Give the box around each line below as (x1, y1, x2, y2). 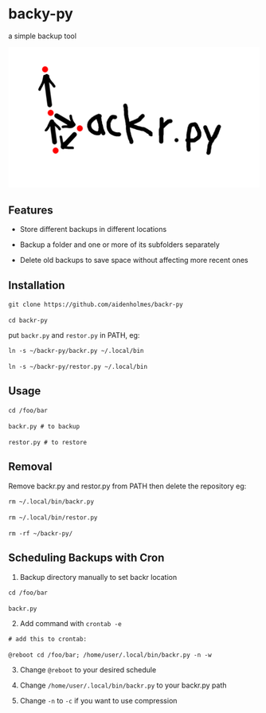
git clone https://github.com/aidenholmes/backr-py (8, 300, 183, 309)
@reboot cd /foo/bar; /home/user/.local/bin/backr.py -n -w (8, 651, 213, 659)
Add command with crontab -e (19, 618, 122, 628)
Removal (8, 460, 53, 474)
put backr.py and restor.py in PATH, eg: (8, 331, 140, 340)
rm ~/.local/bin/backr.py (8, 497, 94, 506)
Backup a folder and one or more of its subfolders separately (19, 240, 221, 249)
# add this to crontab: (8, 635, 88, 643)
